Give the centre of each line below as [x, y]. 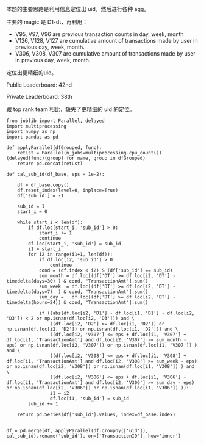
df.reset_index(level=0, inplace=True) [68, 190]
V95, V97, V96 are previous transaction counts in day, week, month [99, 34]
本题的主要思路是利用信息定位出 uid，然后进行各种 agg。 [78, 9]
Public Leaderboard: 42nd [39, 85]
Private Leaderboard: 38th [39, 97]
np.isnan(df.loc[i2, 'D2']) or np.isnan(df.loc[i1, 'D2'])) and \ [92, 329]
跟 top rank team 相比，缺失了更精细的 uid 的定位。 [71, 109]
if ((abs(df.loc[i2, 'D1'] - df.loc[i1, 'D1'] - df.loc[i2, [117, 313]
